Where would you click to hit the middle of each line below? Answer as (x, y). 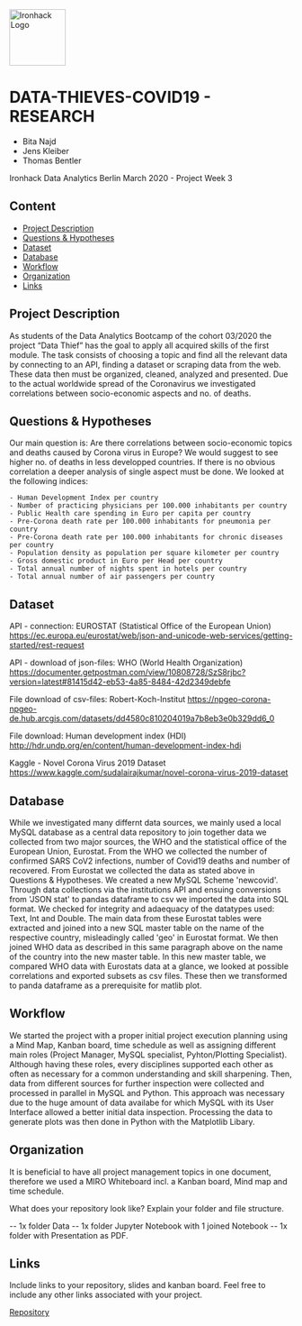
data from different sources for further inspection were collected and (137, 1083)
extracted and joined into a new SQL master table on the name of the (137, 928)
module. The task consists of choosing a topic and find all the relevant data (148, 354)
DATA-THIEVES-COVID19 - (110, 97)
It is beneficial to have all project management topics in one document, (140, 1172)
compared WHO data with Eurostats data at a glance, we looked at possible (149, 966)
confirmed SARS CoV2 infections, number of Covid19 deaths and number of (150, 861)
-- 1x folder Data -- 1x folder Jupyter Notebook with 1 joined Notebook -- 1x (148, 1226)
